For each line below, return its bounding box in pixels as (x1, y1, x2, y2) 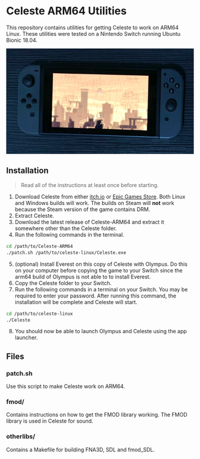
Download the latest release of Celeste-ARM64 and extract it (14, 218, 165, 225)
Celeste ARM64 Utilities (6, 4, 127, 18)
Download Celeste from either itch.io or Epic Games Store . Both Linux (14, 193, 186, 200)
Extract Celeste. (14, 212, 55, 219)
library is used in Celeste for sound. (6, 417, 93, 424)
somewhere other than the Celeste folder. (14, 225, 117, 232)
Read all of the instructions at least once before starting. (20, 181, 159, 188)
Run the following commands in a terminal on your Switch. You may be (14, 286, 188, 293)
